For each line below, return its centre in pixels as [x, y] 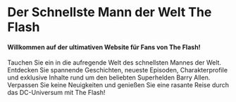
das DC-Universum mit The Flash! [56, 93]
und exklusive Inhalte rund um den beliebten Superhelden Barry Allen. [109, 77]
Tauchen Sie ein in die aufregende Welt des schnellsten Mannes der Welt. [114, 63]
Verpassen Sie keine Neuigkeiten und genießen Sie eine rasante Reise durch [118, 85]
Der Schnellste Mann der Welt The [110, 12]
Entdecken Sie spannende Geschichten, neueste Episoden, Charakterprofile [117, 70]
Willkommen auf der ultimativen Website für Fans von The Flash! [104, 47]
